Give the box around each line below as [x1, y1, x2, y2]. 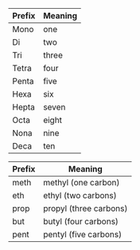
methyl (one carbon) [43, 177, 120, 188]
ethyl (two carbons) [43, 190, 117, 200]
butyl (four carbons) [43, 216, 119, 227]
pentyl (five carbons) [43, 229, 122, 240]
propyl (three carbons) [43, 203, 128, 214]
